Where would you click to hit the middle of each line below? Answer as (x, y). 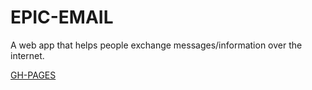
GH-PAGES (33, 75)
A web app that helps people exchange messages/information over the (156, 45)
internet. (27, 55)
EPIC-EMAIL (62, 17)
